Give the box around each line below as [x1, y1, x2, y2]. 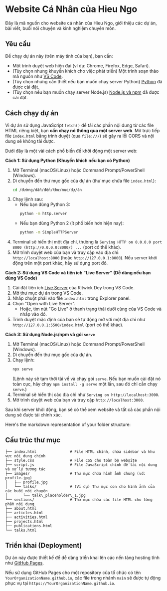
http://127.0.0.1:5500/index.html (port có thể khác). [12, 322, 124, 328]
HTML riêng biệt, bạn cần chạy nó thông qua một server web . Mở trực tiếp [5, 127, 160, 133]
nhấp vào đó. [19, 311, 47, 317]
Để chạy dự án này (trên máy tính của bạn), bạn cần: [5, 53, 113, 59]
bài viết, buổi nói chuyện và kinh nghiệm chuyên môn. [5, 25, 116, 31]
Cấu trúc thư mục [5, 436, 61, 444]
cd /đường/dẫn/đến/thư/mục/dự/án [12, 187, 82, 193]
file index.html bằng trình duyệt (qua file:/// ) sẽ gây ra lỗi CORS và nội [5, 133, 155, 139]
